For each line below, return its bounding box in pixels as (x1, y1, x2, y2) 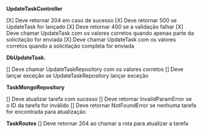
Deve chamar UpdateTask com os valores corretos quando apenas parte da (6, 29, 194, 37)
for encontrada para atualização (6, 108, 86, 115)
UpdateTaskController (6, 5, 63, 12)
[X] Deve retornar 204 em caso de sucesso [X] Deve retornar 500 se (6, 17, 177, 23)
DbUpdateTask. (6, 54, 46, 61)
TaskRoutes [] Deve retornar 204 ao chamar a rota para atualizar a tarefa (6, 120, 189, 127)
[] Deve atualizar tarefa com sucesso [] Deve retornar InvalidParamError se (6, 96, 192, 102)
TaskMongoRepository (6, 84, 65, 91)
